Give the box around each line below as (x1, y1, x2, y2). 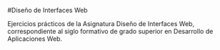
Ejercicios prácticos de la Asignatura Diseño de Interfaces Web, (7, 20, 195, 27)
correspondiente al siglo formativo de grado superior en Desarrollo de (7, 27, 214, 35)
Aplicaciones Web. (7, 35, 63, 43)
